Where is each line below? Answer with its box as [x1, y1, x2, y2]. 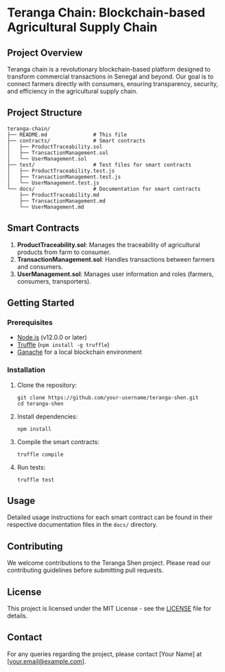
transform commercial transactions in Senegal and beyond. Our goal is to [7, 72, 214, 81]
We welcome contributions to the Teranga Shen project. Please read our [7, 559, 211, 567]
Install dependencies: [16, 412, 78, 421]
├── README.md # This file [7, 131, 128, 138]
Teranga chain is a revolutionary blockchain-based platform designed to [7, 65, 211, 73]
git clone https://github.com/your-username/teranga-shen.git [16, 394, 199, 401]
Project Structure [7, 107, 82, 118]
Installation [7, 365, 46, 375]
